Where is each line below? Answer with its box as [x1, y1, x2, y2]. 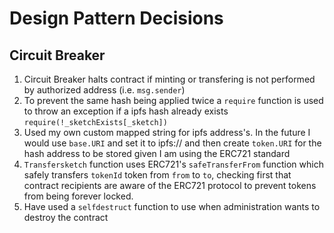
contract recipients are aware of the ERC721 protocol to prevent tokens [23, 180, 317, 191]
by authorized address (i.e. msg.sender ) [23, 84, 186, 96]
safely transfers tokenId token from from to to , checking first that [23, 169, 292, 181]
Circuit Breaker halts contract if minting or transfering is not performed [23, 73, 316, 85]
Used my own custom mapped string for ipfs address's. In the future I [23, 127, 311, 138]
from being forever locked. [23, 190, 134, 202]
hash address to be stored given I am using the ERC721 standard [23, 148, 291, 159]
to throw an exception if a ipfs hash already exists [23, 105, 229, 117]
